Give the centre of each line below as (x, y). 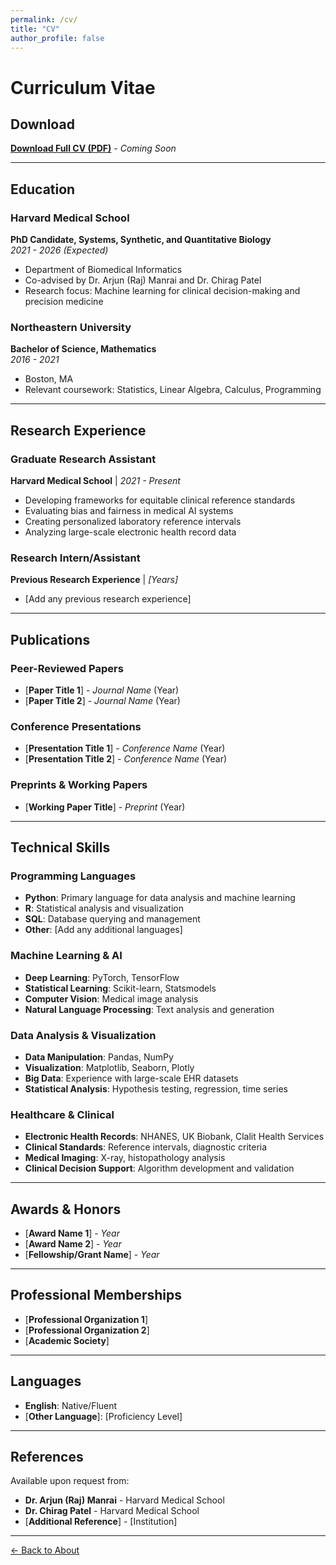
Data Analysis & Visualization (83, 1035)
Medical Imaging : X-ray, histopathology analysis (125, 1158)
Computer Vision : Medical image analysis (111, 998)
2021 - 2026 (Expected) (59, 250)
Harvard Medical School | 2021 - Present (95, 481)
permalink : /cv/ (44, 19)
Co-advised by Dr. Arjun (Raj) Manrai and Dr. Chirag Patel (143, 280)
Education (43, 189)
